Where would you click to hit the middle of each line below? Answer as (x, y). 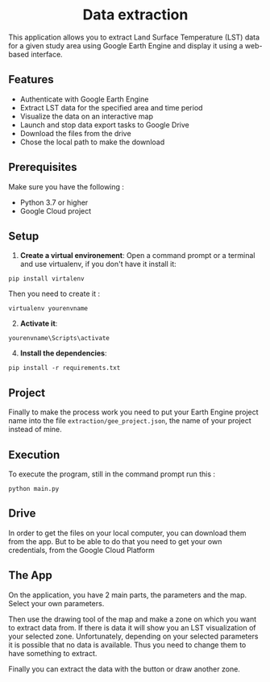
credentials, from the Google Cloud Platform (82, 550)
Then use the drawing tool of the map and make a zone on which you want (133, 619)
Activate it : (39, 323)
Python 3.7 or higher (54, 202)
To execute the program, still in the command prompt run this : (112, 474)
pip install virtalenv (46, 279)
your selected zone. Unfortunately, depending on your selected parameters (133, 636)
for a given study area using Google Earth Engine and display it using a (126, 45)
